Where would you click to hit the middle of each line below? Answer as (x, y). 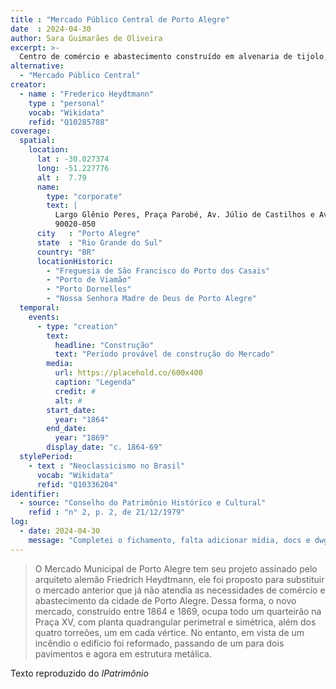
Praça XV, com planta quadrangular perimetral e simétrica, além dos (175, 622)
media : (60, 364)
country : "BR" (66, 252)
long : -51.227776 (73, 168)
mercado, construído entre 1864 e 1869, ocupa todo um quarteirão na (178, 611)
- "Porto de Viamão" (89, 280)
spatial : (37, 141)
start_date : (71, 410)
